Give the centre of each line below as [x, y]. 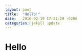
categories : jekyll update [32, 23]
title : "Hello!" [23, 14]
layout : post [18, 9]
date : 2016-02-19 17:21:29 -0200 [41, 18]
